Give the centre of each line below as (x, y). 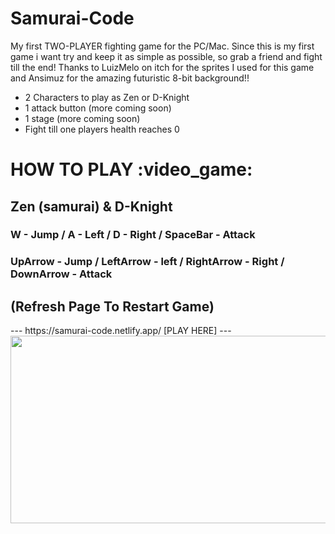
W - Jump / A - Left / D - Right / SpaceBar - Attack (133, 235)
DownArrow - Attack (61, 274)
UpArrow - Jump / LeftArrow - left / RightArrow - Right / (147, 262)
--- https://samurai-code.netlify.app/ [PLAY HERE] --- (121, 331)
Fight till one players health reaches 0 (102, 129)
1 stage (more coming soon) (82, 118)
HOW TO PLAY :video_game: (131, 169)
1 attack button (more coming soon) (98, 108)
